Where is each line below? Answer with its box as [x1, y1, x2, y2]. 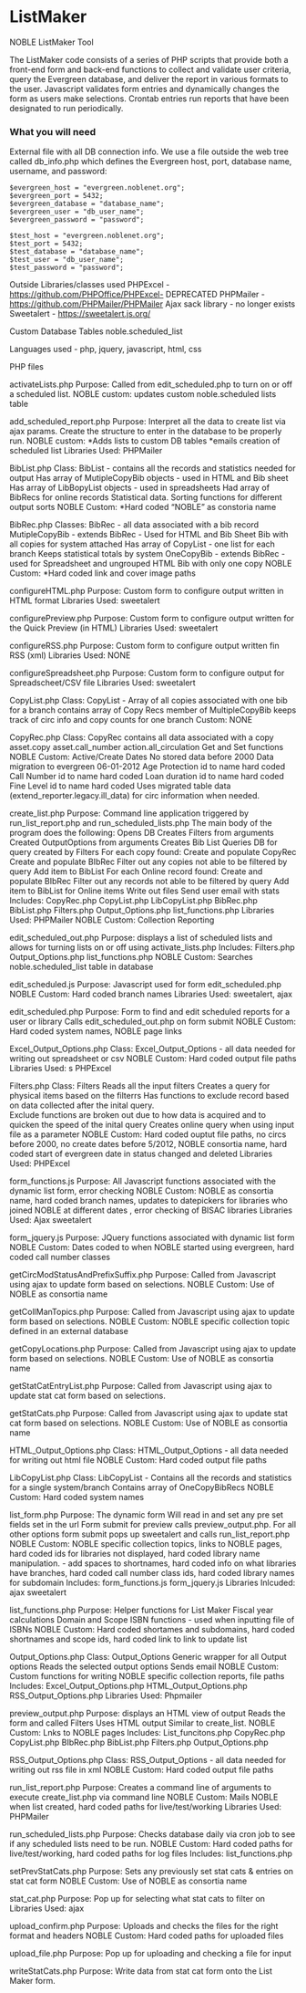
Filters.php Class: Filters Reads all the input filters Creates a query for [9, 1080, 270, 1091]
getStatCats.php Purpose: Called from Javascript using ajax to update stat [9, 1408, 289, 1419]
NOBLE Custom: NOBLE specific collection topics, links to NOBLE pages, [9, 1539, 282, 1550]
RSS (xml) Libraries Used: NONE [9, 650, 131, 661]
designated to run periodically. [9, 102, 124, 113]
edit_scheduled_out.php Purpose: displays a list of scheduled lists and [9, 933, 273, 944]
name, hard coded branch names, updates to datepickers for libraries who [9, 1195, 289, 1206]
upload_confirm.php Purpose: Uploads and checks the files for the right [9, 1921, 279, 1932]
